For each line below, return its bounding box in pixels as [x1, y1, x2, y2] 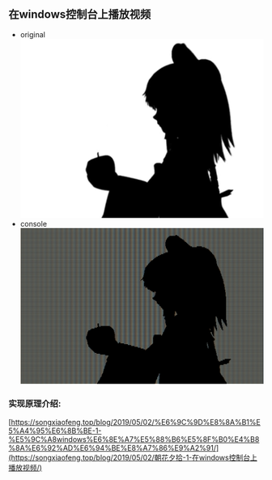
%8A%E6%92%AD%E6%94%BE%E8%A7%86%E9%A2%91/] [8, 443, 219, 452]
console [19, 219, 47, 229]
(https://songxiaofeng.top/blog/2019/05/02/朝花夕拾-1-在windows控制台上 [8, 452, 257, 462]
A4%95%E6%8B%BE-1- [19, 426, 102, 435]
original [19, 29, 46, 39]
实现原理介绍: [8, 398, 62, 410]
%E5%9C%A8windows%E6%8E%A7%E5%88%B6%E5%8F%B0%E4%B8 [8, 434, 260, 444]
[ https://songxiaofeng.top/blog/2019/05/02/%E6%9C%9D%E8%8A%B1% [8, 417, 257, 427]
